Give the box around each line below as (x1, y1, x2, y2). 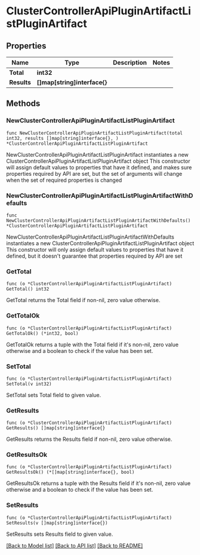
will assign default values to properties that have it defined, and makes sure (6, 163, 192, 171)
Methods (6, 99, 41, 109)
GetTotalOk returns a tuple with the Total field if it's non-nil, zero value (6, 341, 179, 348)
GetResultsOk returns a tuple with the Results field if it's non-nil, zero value (6, 480, 191, 487)
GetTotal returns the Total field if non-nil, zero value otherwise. (6, 297, 161, 304)
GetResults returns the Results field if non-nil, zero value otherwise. (6, 435, 173, 443)
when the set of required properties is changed (6, 176, 122, 184)
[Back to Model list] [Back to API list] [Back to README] (6, 542, 143, 549)
